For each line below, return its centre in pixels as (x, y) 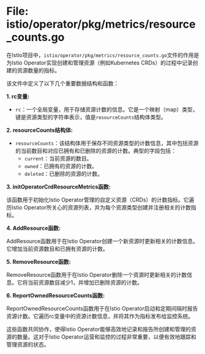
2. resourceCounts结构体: (40, 130)
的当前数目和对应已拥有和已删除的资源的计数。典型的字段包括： (95, 151)
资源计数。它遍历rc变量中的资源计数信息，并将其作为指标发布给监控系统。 (100, 316)
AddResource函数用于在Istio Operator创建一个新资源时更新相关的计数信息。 (102, 241)
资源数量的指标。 (38, 70)
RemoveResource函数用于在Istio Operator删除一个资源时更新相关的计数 (97, 274)
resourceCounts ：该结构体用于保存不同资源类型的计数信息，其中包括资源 (107, 143)
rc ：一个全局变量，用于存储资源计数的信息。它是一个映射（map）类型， (106, 109)
